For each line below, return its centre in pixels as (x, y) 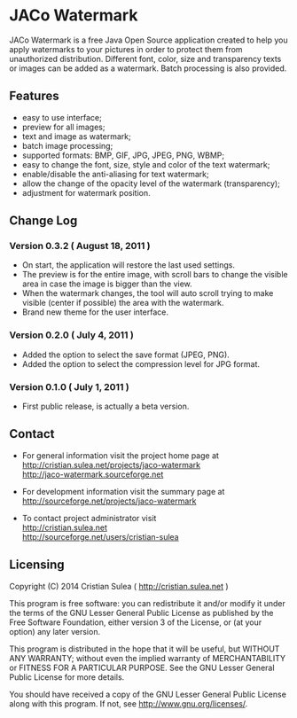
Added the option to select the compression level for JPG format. (141, 363)
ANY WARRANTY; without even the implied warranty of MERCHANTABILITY (148, 658)
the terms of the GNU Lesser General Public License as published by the (141, 613)
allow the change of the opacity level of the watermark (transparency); (151, 183)
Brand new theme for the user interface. (95, 312)
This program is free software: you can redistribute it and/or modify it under (147, 603)
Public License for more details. (67, 677)
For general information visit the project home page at (121, 455)
